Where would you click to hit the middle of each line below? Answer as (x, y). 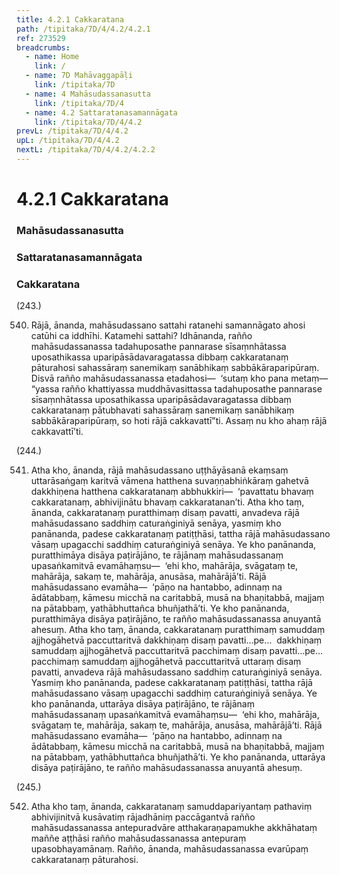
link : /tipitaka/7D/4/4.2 (88, 122)
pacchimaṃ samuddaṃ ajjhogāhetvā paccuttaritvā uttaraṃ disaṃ (166, 662)
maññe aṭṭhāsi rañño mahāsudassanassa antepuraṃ (138, 838)
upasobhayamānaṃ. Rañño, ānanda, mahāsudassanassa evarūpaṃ (169, 849)
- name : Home (52, 57)
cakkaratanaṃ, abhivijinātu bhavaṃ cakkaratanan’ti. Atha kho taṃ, (167, 502)
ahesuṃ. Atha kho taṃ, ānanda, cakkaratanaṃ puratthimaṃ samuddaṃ (178, 630)
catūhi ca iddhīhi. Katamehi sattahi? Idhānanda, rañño (141, 336)
